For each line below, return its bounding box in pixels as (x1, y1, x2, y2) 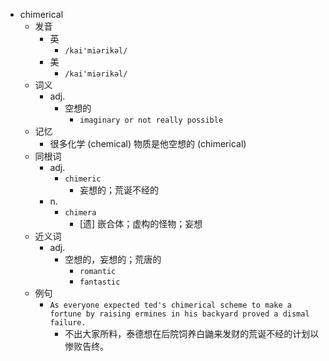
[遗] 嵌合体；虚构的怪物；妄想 (79, 218, 203, 229)
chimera (64, 208, 97, 218)
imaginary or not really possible (79, 115, 224, 125)
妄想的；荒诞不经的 (79, 184, 159, 196)
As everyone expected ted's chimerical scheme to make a (49, 300, 292, 310)
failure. (49, 318, 87, 328)
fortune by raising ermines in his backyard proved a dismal (49, 309, 310, 319)
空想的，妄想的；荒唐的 (64, 254, 162, 265)
